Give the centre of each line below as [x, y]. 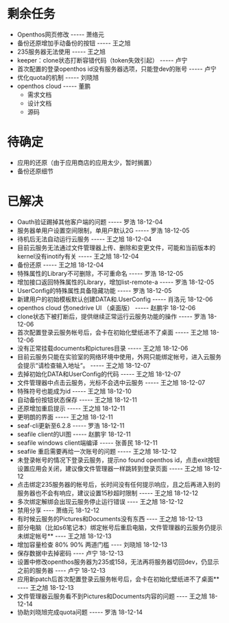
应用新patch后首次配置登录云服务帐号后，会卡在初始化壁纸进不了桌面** [118, 579]
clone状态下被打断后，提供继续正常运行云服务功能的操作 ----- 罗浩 [112, 316]
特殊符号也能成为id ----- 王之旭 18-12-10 [74, 391]
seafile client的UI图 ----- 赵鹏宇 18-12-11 [74, 434]
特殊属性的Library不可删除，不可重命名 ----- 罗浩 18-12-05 [100, 273]
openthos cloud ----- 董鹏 [54, 86]
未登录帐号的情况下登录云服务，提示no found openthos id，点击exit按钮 [119, 460]
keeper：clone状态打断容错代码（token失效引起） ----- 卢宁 [102, 60]
